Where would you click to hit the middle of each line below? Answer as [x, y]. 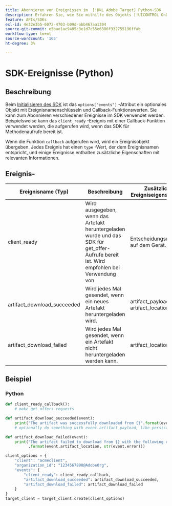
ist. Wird [95, 261]
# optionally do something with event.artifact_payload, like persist [91, 428]
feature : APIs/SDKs [26, 19]
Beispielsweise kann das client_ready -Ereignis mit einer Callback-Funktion [85, 120]
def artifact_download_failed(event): [47, 437]
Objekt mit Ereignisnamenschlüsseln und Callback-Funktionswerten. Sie [81, 110]
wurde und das [103, 235]
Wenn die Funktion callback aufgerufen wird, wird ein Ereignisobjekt [77, 141]
